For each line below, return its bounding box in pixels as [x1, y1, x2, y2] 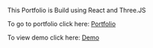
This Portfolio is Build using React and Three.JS [7, 6, 147, 14]
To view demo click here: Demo [7, 33, 100, 42]
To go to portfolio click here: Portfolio [7, 20, 116, 28]
